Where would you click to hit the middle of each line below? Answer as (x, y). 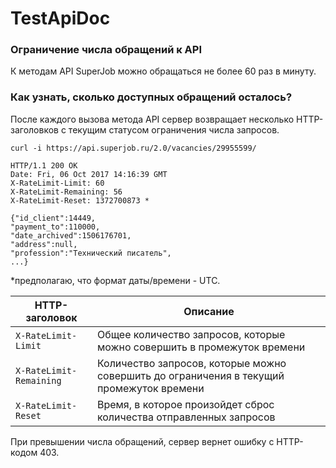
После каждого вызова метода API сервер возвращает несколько (152, 119)
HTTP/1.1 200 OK (44, 165)
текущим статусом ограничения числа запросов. (174, 129)
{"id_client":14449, (53, 218)
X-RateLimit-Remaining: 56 (66, 192)
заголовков (34, 129)
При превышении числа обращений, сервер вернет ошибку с (142, 441)
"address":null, (44, 244)
